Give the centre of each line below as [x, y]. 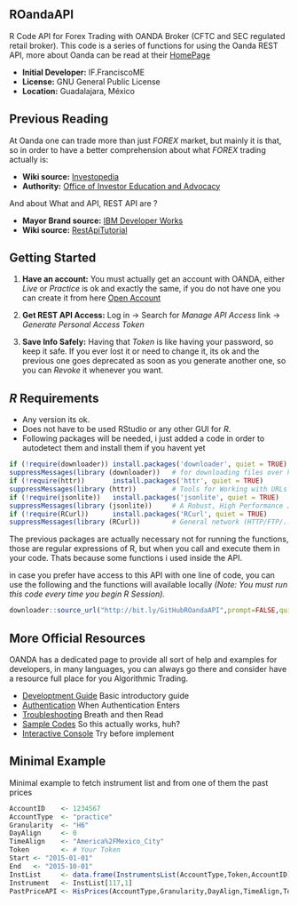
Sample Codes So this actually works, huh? [101, 724]
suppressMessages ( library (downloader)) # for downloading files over [146, 473]
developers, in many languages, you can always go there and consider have [148, 669]
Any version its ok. [56, 420]
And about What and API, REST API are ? [83, 203]
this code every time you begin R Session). [87, 594]
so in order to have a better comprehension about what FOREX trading [137, 149]
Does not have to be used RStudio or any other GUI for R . [126, 429]
